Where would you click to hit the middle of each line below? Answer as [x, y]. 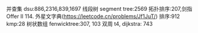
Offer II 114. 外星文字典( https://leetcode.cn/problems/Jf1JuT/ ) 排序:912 [93, 16]
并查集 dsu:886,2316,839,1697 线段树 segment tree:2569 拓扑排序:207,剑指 [99, 9]
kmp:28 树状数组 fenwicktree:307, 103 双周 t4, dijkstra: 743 [79, 24]
